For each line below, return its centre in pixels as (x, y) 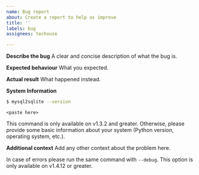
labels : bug (21, 28)
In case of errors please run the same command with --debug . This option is (100, 159)
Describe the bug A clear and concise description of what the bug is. (92, 56)
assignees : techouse (32, 34)
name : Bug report (28, 12)
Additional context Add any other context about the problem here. (88, 148)
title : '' (19, 23)
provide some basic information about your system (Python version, (90, 130)
